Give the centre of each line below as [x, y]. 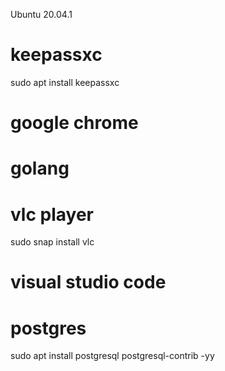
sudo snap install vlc [52, 242]
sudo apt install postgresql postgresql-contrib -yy [112, 356]
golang [40, 168]
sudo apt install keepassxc [65, 82]
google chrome [74, 123]
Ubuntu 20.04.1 [41, 14]
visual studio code [88, 282]
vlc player [52, 214]
